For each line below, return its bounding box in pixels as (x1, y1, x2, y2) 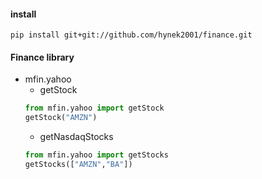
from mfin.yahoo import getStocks (24, 150, 169, 160)
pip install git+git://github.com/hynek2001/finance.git (10, 30, 253, 40)
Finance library (10, 51, 75, 63)
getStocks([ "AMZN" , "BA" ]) (24, 160, 133, 170)
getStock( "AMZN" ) (24, 113, 98, 123)
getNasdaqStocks (39, 131, 114, 143)
